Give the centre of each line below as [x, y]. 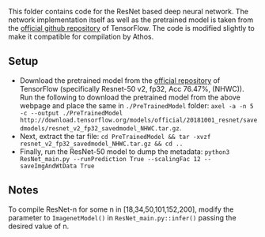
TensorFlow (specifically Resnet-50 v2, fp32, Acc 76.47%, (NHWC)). [132, 88]
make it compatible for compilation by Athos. [81, 36]
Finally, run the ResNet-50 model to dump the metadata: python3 [125, 151]
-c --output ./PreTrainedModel [71, 113]
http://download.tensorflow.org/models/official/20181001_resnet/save [138, 120]
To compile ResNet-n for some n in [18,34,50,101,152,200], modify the [121, 209]
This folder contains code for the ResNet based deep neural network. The [129, 11]
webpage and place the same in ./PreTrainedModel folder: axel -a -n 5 [136, 105]
